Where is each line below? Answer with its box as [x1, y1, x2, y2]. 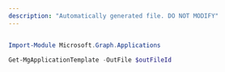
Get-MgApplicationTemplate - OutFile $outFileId [8, 56, 172, 64]
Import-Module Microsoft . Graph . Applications [8, 41, 161, 49]
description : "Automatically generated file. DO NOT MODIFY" [8, 11, 219, 20]
